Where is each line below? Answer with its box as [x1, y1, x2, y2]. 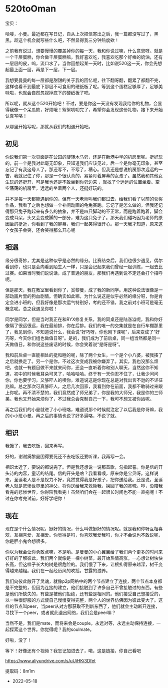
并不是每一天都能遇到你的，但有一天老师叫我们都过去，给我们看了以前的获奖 [5, 196, 163, 202]
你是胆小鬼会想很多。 [5, 538, 49, 544]
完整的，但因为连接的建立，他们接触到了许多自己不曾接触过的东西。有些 [13, 584, 163, 591]
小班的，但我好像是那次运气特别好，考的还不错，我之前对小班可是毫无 [18, 299, 163, 305]
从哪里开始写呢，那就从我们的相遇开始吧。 [5, 123, 93, 129]
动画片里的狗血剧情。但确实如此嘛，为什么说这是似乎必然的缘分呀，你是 [9, 293, 158, 299]
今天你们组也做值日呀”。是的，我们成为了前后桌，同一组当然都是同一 [18, 335, 161, 341]
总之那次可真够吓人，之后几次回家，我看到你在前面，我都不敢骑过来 [18, 383, 158, 389]
